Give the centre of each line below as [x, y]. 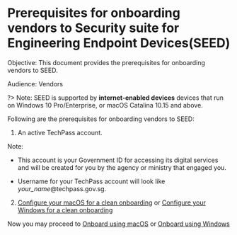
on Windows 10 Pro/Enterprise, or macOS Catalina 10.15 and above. [105, 105]
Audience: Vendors [35, 84]
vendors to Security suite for [93, 28]
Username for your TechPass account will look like [91, 181]
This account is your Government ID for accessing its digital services [118, 160]
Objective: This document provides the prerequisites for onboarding [106, 62]
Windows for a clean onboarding [65, 210]
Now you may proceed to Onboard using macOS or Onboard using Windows [118, 224]
